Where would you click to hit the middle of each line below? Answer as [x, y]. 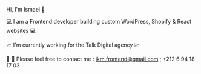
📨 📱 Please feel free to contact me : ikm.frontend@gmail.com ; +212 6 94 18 [100, 59]
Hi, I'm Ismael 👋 [26, 9]
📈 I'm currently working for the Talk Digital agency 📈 [73, 45]
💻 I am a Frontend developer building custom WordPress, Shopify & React [99, 22]
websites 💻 [21, 31]
